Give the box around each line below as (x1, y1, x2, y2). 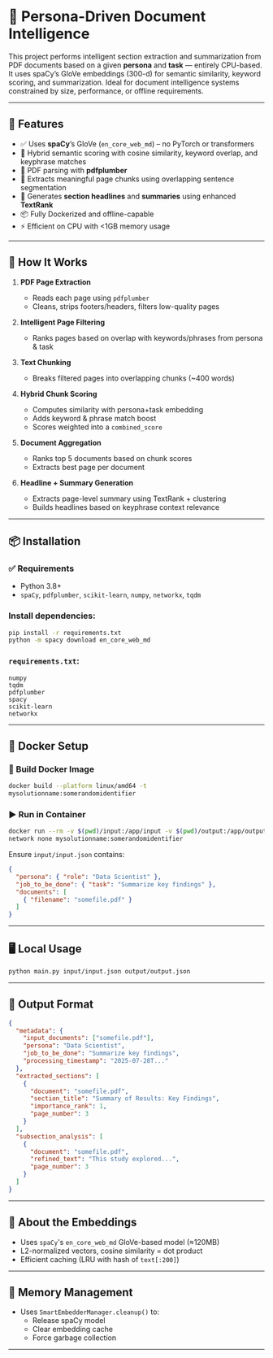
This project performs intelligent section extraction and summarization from (8, 51, 262, 61)
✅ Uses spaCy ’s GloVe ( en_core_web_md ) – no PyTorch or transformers (19, 138, 254, 149)
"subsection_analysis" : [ (15, 1132, 104, 1141)
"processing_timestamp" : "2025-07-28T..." (23, 1057, 169, 1065)
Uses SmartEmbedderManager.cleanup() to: (19, 1307, 160, 1317)
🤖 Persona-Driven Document (8, 7, 206, 26)
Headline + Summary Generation (19, 477, 134, 487)
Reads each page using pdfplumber (32, 293, 150, 303)
